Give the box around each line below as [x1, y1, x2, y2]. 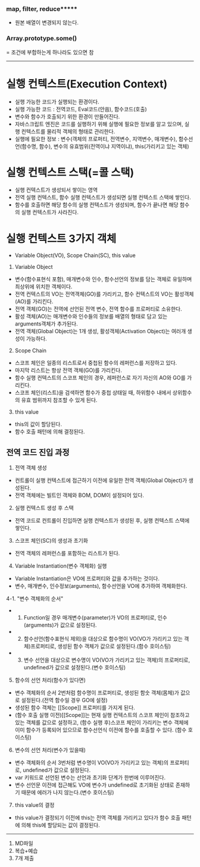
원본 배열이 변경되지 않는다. [14, 19, 79, 26]
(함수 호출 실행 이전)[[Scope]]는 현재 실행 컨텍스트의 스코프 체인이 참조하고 [14, 712, 190, 719]
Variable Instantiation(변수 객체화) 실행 [14, 562, 107, 569]
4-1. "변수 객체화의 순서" [6, 595, 64, 602]
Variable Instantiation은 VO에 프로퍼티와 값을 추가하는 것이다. [14, 575, 160, 582]
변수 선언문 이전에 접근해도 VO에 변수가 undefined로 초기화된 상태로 [14, 781, 174, 788]
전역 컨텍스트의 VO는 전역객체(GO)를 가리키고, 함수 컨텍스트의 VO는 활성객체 [14, 290, 194, 298]
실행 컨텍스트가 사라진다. [21, 209, 79, 216]
